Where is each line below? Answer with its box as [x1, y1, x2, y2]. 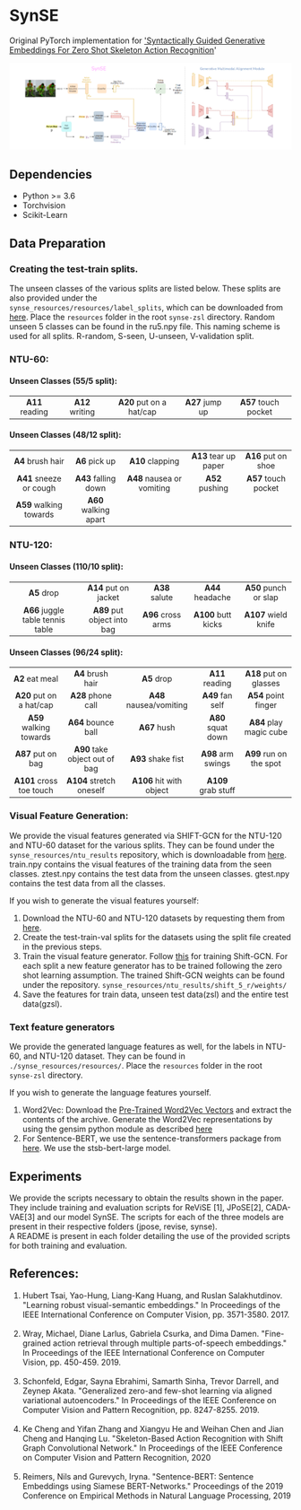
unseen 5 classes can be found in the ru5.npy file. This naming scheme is [9, 321, 280, 332]
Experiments [9, 1168, 82, 1184]
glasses [252, 678, 280, 689]
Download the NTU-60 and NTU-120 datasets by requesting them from [21, 912, 285, 923]
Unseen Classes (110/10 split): [9, 561, 124, 572]
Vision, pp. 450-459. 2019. [21, 1357, 122, 1367]
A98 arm [201, 748, 235, 759]
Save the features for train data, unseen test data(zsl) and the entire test [21, 989, 289, 999]
